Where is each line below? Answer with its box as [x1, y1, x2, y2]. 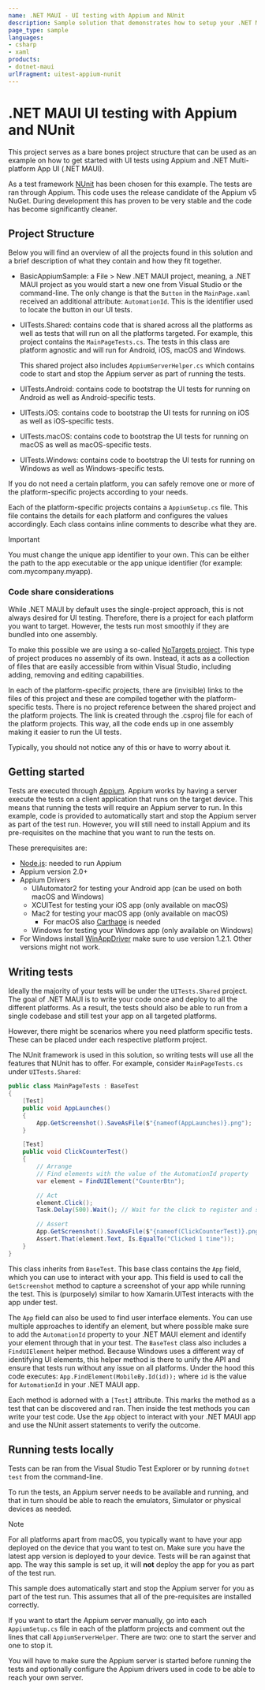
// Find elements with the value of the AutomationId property [36, 1170, 248, 1177]
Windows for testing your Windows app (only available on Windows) [31, 926, 254, 935]
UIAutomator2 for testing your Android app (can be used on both [31, 884, 242, 893]
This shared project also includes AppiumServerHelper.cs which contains [19, 360, 255, 371]
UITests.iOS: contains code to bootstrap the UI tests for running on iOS [19, 408, 250, 418]
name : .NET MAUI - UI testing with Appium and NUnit [8, 11, 185, 20]
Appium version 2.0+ [19, 867, 88, 876]
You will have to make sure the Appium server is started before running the [8, 1656, 252, 1666]
